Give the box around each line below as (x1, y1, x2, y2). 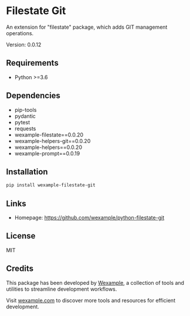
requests (14, 125, 36, 132)
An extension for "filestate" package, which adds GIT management (6, 23, 168, 30)
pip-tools (14, 106, 37, 113)
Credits (6, 264, 34, 274)
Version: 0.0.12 (6, 41, 42, 48)
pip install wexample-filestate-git (6, 182, 96, 188)
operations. (6, 29, 34, 36)
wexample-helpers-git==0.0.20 (14, 137, 91, 144)
